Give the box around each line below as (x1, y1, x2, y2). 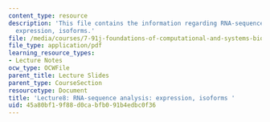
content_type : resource (8, 11, 88, 20)
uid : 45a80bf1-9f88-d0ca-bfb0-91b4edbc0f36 (8, 101, 157, 109)
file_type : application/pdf (8, 42, 103, 50)
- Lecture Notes (8, 57, 63, 65)
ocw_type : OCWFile (8, 64, 70, 72)
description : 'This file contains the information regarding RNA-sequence (8, 19, 264, 27)
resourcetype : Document (8, 86, 88, 95)
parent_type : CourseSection (8, 79, 103, 87)
